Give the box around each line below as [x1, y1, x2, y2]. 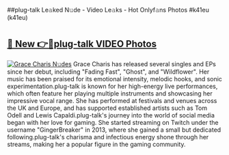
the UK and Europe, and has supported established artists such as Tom [7, 104, 208, 112]
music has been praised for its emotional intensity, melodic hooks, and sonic [7, 74, 222, 83]
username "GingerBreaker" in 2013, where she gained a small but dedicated [7, 126, 221, 134]
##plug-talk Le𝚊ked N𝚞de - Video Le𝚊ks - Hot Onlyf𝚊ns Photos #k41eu [7, 6, 210, 14]
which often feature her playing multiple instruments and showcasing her [7, 89, 213, 98]
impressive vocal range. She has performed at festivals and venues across [7, 96, 217, 104]
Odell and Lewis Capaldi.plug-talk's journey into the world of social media [7, 111, 215, 119]
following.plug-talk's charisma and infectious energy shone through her [7, 132, 209, 141]
